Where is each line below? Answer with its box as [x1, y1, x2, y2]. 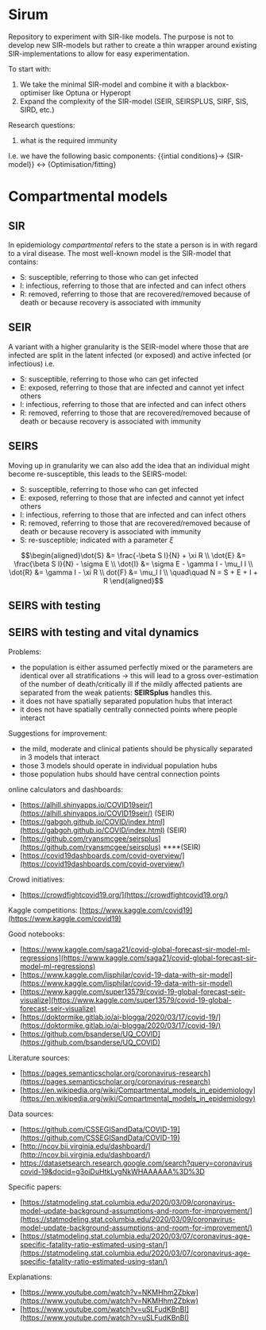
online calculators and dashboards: [8, 785, 123, 794]
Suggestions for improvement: [8, 728, 107, 738]
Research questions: [8, 120, 75, 130]
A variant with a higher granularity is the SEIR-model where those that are [8, 342, 249, 351]
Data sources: [8, 1109, 54, 1119]
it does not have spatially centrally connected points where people [19, 704, 238, 714]
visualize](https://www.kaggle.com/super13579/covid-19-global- [19, 995, 232, 1005]
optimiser [19, 87, 52, 97]
